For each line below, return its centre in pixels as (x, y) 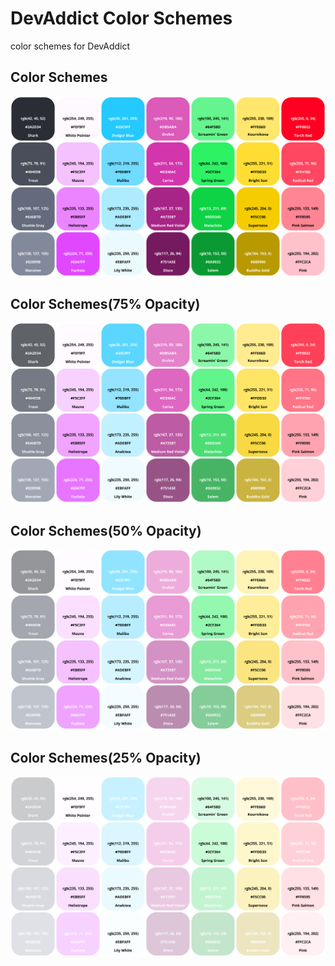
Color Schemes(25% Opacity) (106, 757)
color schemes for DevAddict (70, 46)
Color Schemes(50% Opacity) (106, 530)
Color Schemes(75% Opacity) (105, 304)
